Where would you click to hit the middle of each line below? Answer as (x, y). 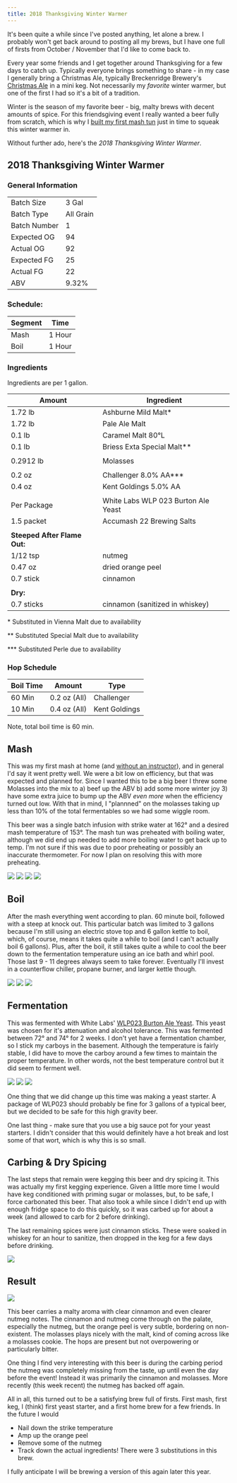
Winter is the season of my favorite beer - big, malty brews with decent (111, 106)
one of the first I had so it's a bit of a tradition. (74, 93)
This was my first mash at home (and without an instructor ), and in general (116, 766)
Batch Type (30, 214)
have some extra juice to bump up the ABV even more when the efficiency (115, 796)
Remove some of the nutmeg (60, 1443)
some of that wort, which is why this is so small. (77, 1140)
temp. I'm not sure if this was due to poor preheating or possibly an (105, 847)
